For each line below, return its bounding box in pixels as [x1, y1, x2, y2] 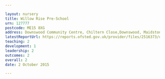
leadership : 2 [5, 48, 34, 53]
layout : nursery [5, 11, 38, 16]
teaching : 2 [5, 39, 29, 44]
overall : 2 [5, 57, 27, 62]
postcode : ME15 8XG [5, 25, 45, 30]
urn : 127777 [5, 21, 29, 26]
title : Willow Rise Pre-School [5, 16, 69, 21]
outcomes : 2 [5, 53, 29, 58]
